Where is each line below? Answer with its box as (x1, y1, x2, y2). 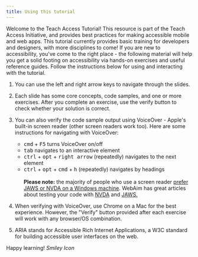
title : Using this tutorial (6, 8, 76, 15)
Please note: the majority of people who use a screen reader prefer (23, 178, 189, 185)
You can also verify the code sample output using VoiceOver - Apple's (14, 116, 186, 123)
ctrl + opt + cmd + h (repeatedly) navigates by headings (23, 166, 165, 173)
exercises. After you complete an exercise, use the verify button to (14, 99, 177, 106)
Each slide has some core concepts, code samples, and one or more (14, 92, 182, 99)
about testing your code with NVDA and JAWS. (23, 191, 138, 198)
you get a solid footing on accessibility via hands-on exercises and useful (6, 56, 185, 64)
